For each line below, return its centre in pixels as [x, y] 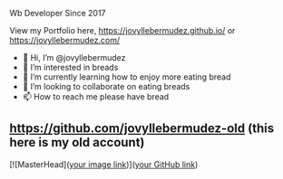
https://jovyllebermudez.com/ [65, 40]
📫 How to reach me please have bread [96, 97]
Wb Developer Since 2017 [58, 13]
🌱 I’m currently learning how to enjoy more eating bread [127, 77]
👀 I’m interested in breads [70, 67]
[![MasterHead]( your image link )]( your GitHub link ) [104, 164]
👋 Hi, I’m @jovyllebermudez [74, 57]
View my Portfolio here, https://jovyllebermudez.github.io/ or [122, 30]
